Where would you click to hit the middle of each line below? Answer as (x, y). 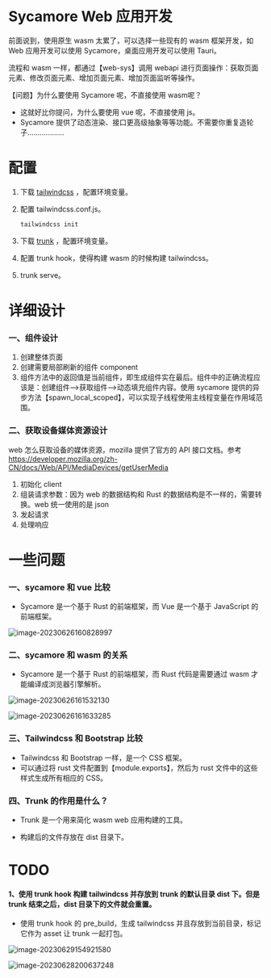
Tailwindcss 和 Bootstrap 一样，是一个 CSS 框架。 (103, 758)
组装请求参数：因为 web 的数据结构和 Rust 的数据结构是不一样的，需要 (138, 494)
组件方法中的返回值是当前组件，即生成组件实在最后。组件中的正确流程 (137, 377)
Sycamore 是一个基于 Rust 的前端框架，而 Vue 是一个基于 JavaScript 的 (139, 607)
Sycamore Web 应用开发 (91, 17)
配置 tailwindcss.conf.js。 (63, 209)
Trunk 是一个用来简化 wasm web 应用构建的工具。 (104, 820)
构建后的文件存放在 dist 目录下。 (74, 837)
